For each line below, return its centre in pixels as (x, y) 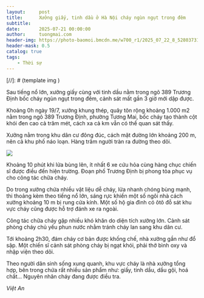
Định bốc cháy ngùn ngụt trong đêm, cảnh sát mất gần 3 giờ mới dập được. (100, 99)
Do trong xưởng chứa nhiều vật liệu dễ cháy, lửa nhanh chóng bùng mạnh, (99, 189)
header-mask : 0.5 (28, 46)
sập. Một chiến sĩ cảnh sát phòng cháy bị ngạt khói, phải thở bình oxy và (97, 245)
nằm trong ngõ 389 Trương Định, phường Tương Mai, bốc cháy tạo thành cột (102, 117)
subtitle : (19, 23)
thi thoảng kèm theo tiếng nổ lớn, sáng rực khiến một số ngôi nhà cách (95, 196)
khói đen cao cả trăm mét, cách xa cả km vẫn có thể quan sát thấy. (90, 123)
